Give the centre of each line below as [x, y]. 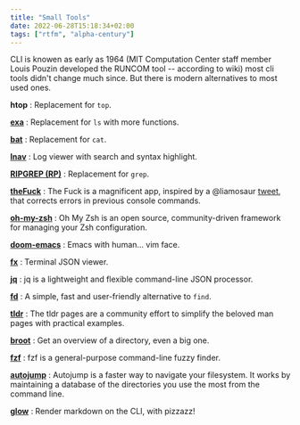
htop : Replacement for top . [61, 105]
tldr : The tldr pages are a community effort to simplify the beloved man [142, 314]
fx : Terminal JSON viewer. [59, 262]
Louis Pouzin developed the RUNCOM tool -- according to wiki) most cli [142, 69]
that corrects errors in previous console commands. [106, 200]
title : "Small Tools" [50, 17]
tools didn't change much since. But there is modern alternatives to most [144, 78]
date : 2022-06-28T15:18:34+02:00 [72, 26]
